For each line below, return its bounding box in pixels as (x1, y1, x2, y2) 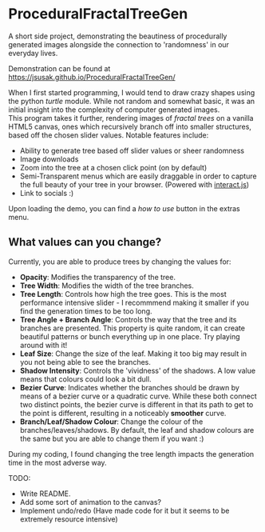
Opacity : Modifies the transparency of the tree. (19, 272, 176, 282)
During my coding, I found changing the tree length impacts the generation (8, 449, 255, 458)
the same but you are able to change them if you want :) (19, 434, 204, 443)
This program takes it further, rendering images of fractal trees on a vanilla (8, 113, 254, 122)
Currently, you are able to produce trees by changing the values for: (8, 257, 231, 266)
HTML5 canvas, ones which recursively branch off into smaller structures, (8, 122, 251, 131)
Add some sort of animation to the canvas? (19, 497, 162, 506)
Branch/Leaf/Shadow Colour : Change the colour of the (19, 417, 204, 426)
